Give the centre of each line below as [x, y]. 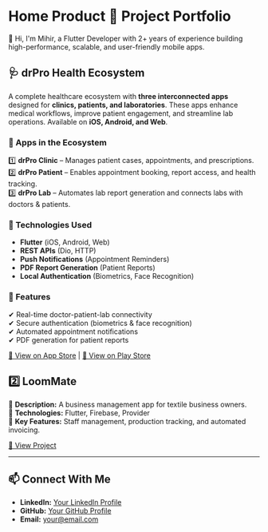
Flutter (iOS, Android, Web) [65, 242]
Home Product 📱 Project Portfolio [120, 16]
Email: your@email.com [59, 519]
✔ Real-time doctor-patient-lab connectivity [81, 314]
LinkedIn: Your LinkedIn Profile [71, 502]
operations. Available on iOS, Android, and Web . [88, 121]
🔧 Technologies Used [50, 224]
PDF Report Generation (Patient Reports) [87, 268]
